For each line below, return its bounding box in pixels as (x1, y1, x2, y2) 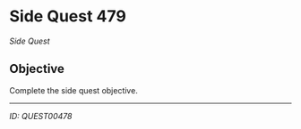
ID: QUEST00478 (9, 110, 73, 121)
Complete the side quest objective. (9, 85, 139, 95)
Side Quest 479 (9, 6, 127, 27)
